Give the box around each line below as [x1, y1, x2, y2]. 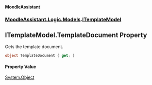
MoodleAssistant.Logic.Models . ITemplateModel [5, 16, 121, 23]
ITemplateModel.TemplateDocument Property [5, 31, 147, 39]
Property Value [5, 64, 36, 69]
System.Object [5, 74, 34, 80]
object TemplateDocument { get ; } [5, 53, 75, 58]
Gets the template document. [5, 44, 64, 50]
